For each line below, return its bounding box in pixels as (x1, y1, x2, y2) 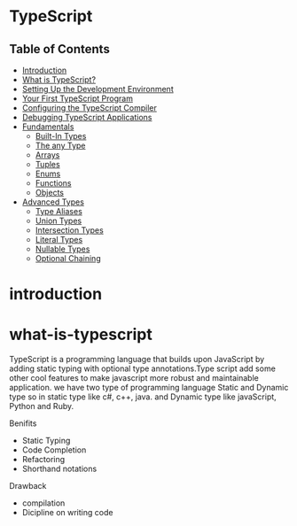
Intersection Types (35, 225, 104, 236)
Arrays (35, 150, 60, 160)
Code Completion (21, 445, 87, 455)
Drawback (9, 481, 47, 491)
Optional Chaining (35, 253, 101, 263)
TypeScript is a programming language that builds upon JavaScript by (9, 354, 265, 365)
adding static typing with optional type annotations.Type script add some (9, 363, 277, 374)
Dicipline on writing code (21, 507, 113, 518)
